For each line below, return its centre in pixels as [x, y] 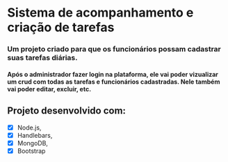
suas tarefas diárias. [42, 58]
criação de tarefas [61, 27]
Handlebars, [35, 135]
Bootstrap [31, 151]
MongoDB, [33, 143]
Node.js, [29, 127]
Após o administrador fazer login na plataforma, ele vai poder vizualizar [113, 74]
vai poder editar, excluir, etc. [49, 89]
